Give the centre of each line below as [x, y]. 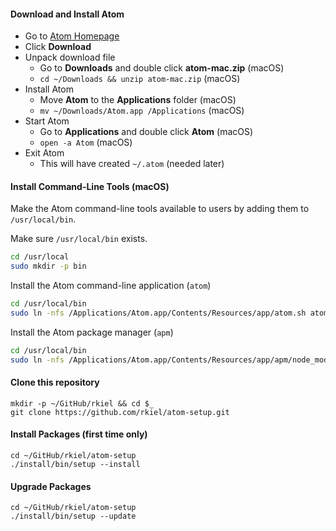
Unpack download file [70, 57]
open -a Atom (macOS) [86, 142]
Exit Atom [44, 153]
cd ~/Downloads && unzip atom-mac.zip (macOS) [140, 79]
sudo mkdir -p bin [48, 266]
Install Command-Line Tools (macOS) [90, 186]
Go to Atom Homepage [72, 36]
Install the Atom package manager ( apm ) [92, 332]
